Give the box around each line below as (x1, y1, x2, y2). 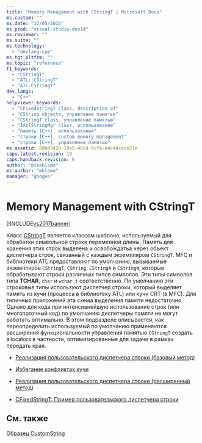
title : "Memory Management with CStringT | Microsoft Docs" (6, 9, 163, 15)
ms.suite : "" (6, 37, 40, 43)
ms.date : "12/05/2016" (6, 20, 64, 26)
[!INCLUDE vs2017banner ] (6, 220, 71, 227)
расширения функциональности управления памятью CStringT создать (6, 329, 193, 336)
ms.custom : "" (6, 15, 43, 21)
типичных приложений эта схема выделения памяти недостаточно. (6, 297, 183, 304)
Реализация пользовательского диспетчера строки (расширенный (15, 377, 190, 384)
